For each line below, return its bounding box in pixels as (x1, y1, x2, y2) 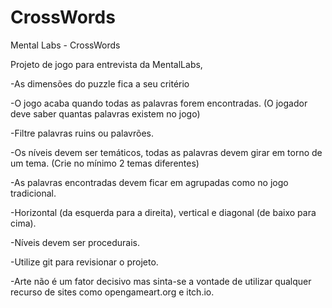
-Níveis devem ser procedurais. (10, 236, 140, 248)
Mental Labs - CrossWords (10, 39, 121, 51)
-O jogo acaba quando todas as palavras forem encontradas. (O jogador (10, 97, 308, 109)
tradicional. (10, 187, 57, 199)
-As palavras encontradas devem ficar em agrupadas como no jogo (10, 176, 289, 188)
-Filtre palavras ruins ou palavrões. (10, 127, 155, 139)
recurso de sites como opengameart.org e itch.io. (10, 286, 215, 298)
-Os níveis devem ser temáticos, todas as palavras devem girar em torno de (10, 146, 323, 158)
